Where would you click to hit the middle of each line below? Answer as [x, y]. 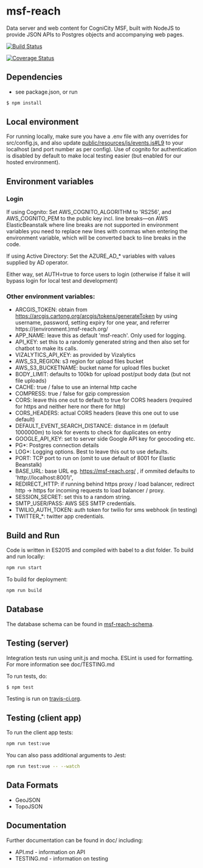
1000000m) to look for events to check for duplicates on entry [93, 432]
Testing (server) [37, 643]
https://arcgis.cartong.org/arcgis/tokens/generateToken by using [96, 316]
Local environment [43, 122]
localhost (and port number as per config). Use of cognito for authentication [101, 150]
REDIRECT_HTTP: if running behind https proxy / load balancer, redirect [105, 484]
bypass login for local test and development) [62, 281]
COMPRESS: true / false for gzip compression [72, 394]
